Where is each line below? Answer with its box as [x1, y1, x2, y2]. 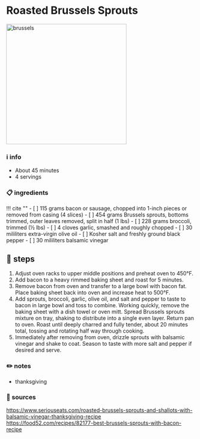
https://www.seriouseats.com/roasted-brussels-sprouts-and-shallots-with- [6, 407, 193, 414]
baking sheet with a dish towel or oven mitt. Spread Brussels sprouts [14, 308, 185, 316]
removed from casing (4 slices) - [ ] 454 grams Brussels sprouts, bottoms [6, 211, 189, 218]
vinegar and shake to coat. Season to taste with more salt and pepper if [14, 340, 192, 348]
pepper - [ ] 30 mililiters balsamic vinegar [6, 236, 109, 244]
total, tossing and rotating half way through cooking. [14, 327, 145, 334]
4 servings [14, 173, 42, 180]
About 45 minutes [14, 167, 59, 174]
